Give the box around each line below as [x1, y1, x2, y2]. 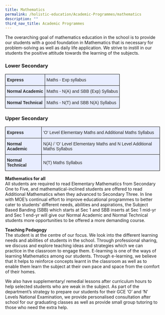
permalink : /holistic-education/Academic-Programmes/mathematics [5, 12, 141, 17]
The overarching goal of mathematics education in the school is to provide [5, 34, 156, 40]
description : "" [5, 16, 38, 21]
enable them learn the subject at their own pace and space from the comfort [5, 263, 160, 269]
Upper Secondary [5, 115, 48, 122]
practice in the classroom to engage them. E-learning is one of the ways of [5, 248, 157, 253]
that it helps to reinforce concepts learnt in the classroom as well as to [5, 258, 147, 264]
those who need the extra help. [5, 304, 68, 310]
